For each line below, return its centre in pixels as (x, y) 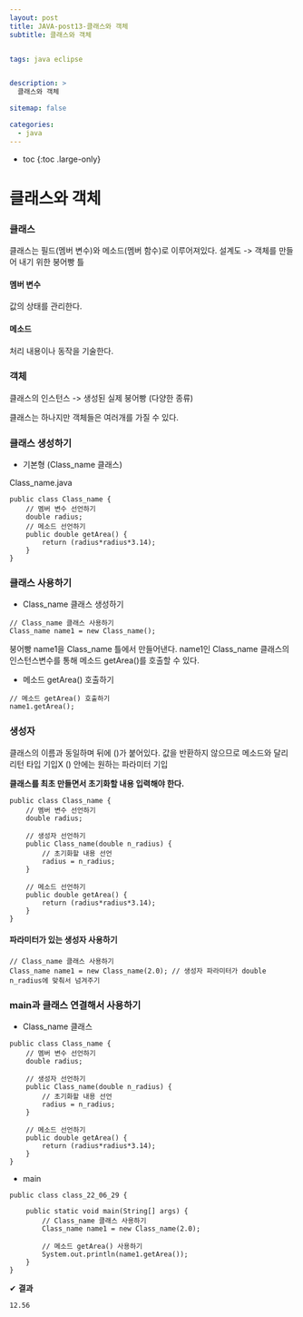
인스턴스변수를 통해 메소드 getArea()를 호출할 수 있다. (104, 660)
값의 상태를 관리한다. (46, 306)
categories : (32, 124)
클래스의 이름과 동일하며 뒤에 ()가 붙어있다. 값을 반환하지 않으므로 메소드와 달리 (149, 753)
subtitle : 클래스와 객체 (51, 35)
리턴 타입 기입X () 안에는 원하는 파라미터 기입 (89, 764)
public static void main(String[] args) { (107, 1212)
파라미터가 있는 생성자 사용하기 (64, 940)
